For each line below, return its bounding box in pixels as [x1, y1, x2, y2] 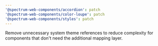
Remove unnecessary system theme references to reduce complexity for [5, 30, 154, 36]
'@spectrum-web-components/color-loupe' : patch [5, 12, 105, 17]
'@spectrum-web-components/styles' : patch [5, 16, 94, 21]
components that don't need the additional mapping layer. [5, 35, 123, 41]
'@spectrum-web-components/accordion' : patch [5, 7, 100, 12]
